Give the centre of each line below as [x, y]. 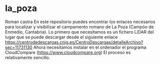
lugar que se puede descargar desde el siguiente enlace [62, 37]
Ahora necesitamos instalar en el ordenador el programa [90, 47]
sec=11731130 [19, 47]
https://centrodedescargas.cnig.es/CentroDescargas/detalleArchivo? [74, 42]
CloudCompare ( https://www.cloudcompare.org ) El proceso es [68, 52]
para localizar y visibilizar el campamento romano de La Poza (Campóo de [80, 26]
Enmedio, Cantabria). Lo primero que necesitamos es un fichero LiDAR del [80, 32]
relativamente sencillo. [27, 57]
